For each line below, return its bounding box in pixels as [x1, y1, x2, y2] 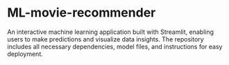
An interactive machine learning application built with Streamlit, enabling [7, 28, 214, 36]
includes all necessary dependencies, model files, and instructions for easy [7, 42, 223, 50]
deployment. [7, 50, 43, 58]
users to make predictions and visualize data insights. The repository [7, 35, 204, 43]
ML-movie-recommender [7, 5, 156, 21]
